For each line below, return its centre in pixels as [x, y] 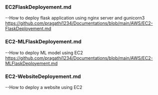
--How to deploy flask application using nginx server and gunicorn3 [75, 18]
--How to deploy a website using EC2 [44, 87]
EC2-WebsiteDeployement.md [43, 76]
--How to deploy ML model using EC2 [44, 53]
